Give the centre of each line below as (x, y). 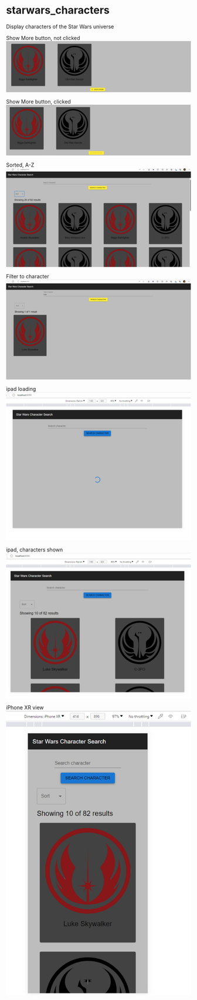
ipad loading (21, 389)
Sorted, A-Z (20, 165)
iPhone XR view (25, 707)
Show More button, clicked (39, 101)
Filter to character (28, 277)
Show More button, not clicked (43, 38)
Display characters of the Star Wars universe (60, 26)
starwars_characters (58, 10)
